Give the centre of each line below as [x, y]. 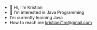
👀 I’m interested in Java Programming [47, 12]
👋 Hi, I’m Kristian [26, 7]
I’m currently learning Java [36, 17]
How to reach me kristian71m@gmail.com [51, 22]
